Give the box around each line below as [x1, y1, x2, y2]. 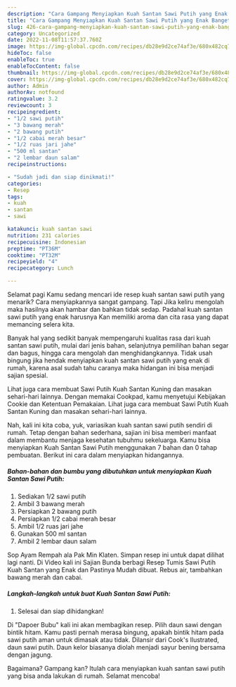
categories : [7, 180, 42, 187]
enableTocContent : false [7, 63, 80, 70]
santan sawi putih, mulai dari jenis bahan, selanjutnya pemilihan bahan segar [7, 341, 229, 349]
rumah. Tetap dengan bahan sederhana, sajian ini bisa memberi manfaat [7, 429, 216, 436]
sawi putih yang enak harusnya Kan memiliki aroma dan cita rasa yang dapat [7, 313, 229, 321]
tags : [7, 193, 23, 201]
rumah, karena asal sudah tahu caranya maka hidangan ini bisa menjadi [7, 364, 214, 372]
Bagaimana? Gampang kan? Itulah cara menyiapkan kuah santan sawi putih [7, 664, 225, 672]
